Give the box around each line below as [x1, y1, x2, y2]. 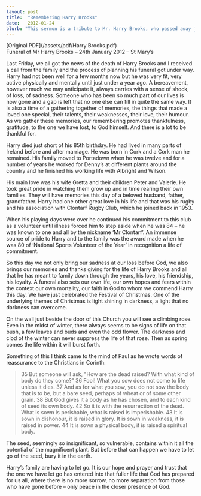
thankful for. [6, 130, 36, 137]
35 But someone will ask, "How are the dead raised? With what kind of [20, 371, 195, 378]
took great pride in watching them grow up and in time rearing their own [6, 185, 184, 193]
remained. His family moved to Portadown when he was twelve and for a [6, 154, 185, 162]
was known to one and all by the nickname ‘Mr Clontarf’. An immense [6, 229, 177, 236]
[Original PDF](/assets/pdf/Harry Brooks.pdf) [6, 42, 117, 49]
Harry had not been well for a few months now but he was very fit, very [6, 73, 182, 80]
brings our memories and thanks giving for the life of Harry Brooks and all [6, 266, 188, 273]
